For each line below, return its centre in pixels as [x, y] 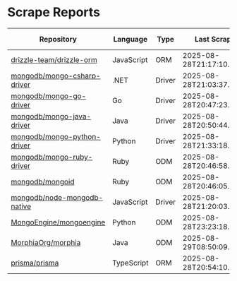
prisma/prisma [35, 263]
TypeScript [130, 263]
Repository [58, 39]
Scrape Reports [54, 12]
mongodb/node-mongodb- [57, 197]
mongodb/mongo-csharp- [56, 76]
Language [130, 39]
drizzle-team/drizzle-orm [54, 59]
